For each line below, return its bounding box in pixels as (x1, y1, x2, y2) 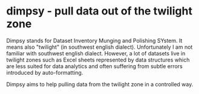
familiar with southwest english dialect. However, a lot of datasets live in (6, 49, 186, 57)
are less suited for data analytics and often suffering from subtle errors (6, 62, 183, 70)
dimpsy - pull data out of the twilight (6, 4, 192, 18)
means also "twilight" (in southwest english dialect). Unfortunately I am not (6, 43, 193, 51)
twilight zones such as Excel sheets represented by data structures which (6, 56, 190, 63)
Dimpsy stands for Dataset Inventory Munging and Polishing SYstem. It (6, 37, 183, 44)
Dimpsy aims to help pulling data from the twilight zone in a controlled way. (6, 80, 194, 88)
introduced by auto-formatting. (6, 69, 83, 76)
